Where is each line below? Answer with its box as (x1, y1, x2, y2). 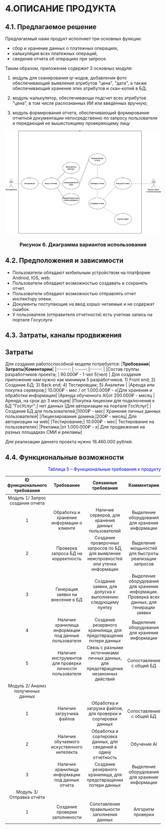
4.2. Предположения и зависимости (5, 256, 124, 265)
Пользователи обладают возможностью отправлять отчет (12, 290, 136, 296)
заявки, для (92, 584, 118, 590)
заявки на (56, 591, 78, 597)
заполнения (92, 812, 118, 818)
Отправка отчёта (9, 794, 45, 800)
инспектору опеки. (12, 296, 52, 302)
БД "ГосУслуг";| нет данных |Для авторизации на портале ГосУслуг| (5, 403, 149, 409)
